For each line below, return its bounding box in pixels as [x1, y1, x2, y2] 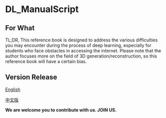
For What [5, 24, 35, 32]
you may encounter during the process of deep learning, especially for [5, 42, 152, 48]
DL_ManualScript [5, 4, 79, 15]
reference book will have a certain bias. [5, 58, 87, 64]
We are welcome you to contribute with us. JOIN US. [5, 107, 117, 113]
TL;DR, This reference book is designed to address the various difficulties [5, 37, 158, 43]
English [5, 86, 21, 92]
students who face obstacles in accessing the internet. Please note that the [5, 48, 161, 53]
